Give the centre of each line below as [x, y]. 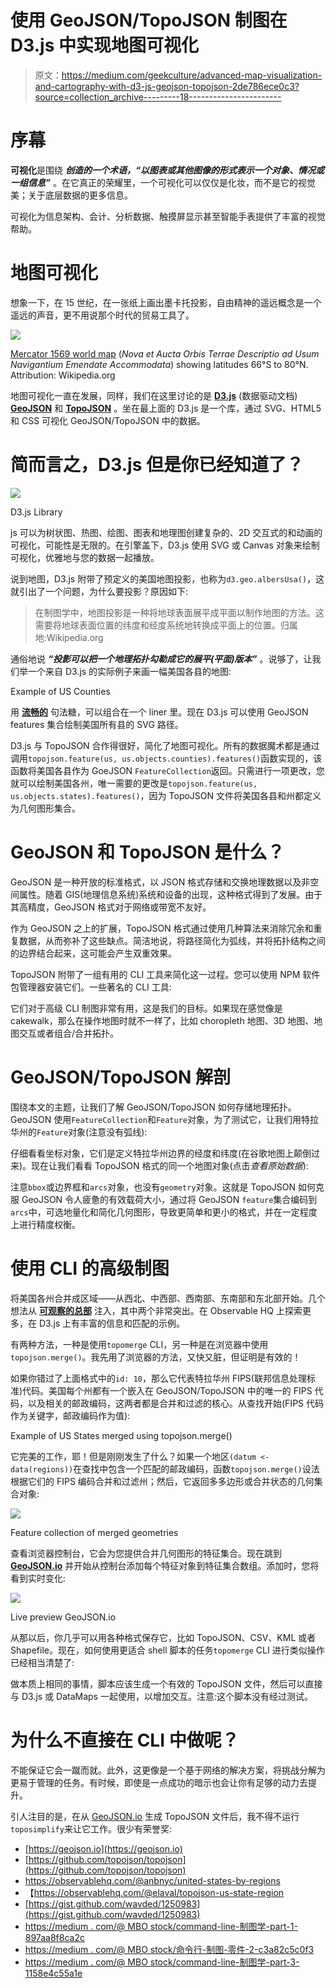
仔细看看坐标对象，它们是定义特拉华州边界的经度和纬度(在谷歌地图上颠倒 [161, 1153]
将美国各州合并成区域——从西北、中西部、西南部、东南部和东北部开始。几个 [168, 1298]
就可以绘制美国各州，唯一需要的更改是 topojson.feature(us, [134, 783]
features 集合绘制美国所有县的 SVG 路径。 [97, 724]
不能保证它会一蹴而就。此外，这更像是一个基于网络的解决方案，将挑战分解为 [168, 1770]
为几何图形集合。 [45, 808]
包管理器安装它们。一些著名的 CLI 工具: [91, 987]
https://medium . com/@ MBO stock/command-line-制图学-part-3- [162, 1962]
